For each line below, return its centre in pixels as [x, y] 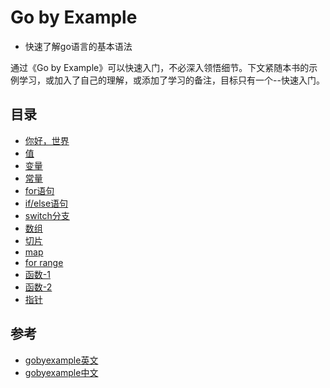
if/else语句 [46, 203]
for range [44, 262]
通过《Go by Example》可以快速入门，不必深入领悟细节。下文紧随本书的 [160, 67]
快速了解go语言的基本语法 [78, 46]
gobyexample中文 [61, 372]
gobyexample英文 [61, 360]
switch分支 [47, 215]
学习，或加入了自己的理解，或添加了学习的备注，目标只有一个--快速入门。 [171, 80]
